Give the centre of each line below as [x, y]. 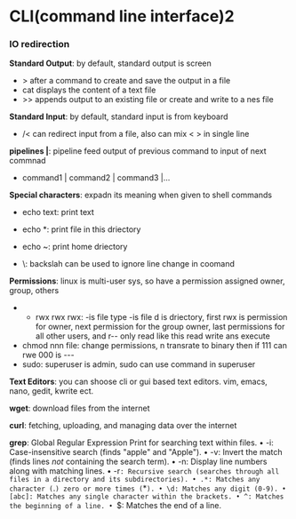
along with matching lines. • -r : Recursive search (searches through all [144, 471]
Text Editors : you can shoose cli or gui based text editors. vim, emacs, [139, 382]
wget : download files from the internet [80, 408]
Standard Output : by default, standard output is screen [110, 63]
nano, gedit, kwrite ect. [52, 391]
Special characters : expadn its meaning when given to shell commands [141, 195]
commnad [28, 161]
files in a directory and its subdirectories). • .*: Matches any [135, 480]
